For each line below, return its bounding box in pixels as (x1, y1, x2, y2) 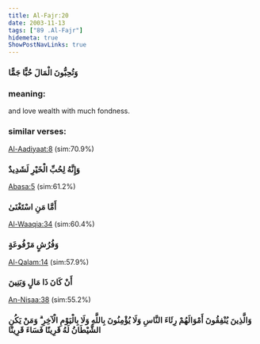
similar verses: (8, 126, 67, 137)
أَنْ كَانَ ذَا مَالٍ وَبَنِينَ (8, 277, 73, 288)
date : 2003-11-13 (8, 19, 66, 27)
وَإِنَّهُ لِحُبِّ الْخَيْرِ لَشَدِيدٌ (8, 164, 81, 175)
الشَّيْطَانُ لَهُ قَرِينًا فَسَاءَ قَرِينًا (8, 324, 101, 335)
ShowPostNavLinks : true (8, 41, 87, 49)
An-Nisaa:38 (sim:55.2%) (8, 294, 91, 304)
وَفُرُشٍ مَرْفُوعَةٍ (8, 239, 59, 250)
